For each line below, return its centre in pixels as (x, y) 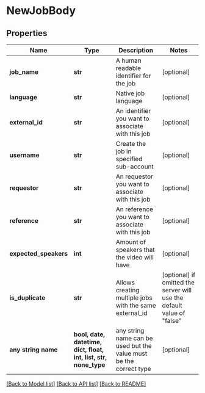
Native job (130, 93)
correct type (133, 369)
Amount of (131, 242)
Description (136, 50)
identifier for (133, 76)
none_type (89, 365)
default (172, 305)
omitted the (178, 283)
